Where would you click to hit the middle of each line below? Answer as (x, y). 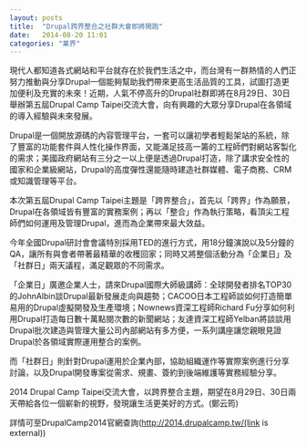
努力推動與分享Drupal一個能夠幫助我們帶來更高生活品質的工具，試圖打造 (146, 82)
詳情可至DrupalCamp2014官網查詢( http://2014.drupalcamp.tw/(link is (139, 423)
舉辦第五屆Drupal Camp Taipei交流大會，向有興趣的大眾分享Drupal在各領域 (151, 105)
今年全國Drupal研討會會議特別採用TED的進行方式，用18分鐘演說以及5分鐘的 (152, 243)
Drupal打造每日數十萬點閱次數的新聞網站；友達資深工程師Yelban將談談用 (154, 319)
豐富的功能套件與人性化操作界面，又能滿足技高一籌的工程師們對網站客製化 (157, 147)
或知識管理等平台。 (46, 181)
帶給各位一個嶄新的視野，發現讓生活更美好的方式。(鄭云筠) (128, 403)
